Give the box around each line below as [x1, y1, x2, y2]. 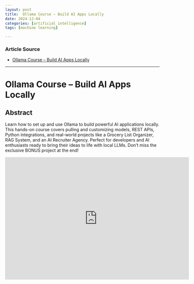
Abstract [5, 109, 33, 117]
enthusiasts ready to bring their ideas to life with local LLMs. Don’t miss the [5, 142, 157, 148]
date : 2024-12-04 [5, 16, 41, 21]
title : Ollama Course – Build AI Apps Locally [5, 12, 104, 17]
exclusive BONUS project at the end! [5, 147, 79, 153]
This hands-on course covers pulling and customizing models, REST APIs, [5, 127, 155, 133]
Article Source [5, 46, 40, 53]
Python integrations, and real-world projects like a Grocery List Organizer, [5, 132, 154, 138]
